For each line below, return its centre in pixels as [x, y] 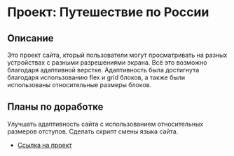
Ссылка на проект [44, 145]
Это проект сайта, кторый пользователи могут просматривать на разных [117, 55]
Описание [30, 38]
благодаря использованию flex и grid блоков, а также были [96, 77]
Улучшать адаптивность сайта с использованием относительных [105, 124]
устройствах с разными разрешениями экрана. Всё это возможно [107, 63]
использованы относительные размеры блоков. [80, 85]
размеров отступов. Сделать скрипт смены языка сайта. [93, 131]
